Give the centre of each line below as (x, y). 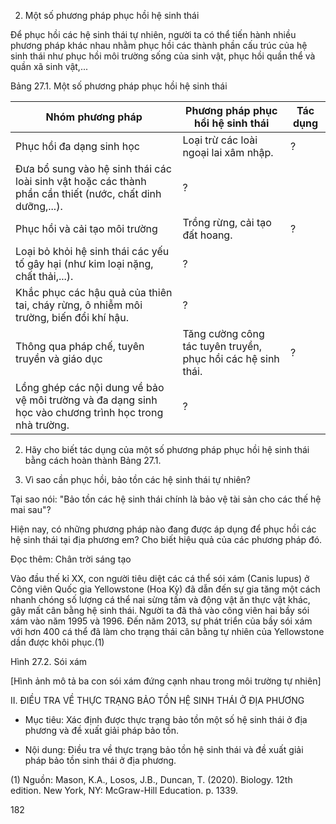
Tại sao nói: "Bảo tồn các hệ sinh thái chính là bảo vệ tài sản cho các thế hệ (166, 499)
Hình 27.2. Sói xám (49, 661)
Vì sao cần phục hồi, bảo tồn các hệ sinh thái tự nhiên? (137, 479)
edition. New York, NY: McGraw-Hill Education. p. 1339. (124, 790)
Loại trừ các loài (220, 140)
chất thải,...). (44, 276)
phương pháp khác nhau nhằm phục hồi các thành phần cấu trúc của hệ (159, 45)
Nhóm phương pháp (94, 117)
